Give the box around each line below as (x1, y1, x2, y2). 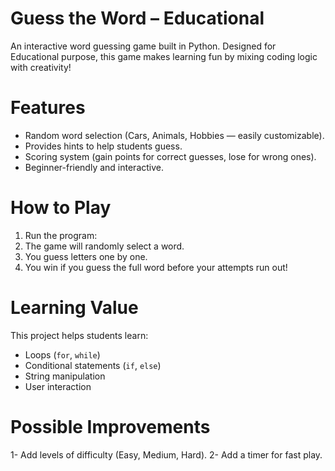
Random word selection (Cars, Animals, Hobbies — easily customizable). (24, 129, 325, 141)
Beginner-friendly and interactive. (24, 161, 165, 173)
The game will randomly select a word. (24, 240, 185, 252)
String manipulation (24, 370, 106, 382)
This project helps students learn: (10, 329, 149, 341)
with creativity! (10, 61, 72, 73)
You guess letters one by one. (24, 250, 148, 262)
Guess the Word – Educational (10, 7, 265, 30)
